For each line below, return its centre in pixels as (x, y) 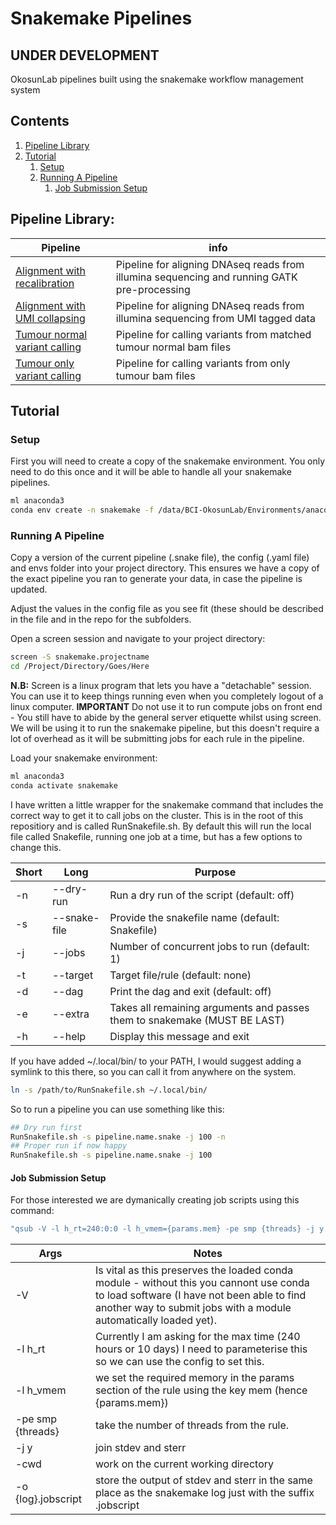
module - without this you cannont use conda (202, 1283)
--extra (70, 1014)
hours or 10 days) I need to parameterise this (201, 1349)
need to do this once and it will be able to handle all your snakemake (151, 472)
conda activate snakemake (64, 785)
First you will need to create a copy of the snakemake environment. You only (168, 461)
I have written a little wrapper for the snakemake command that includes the (167, 804)
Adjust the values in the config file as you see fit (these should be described (167, 609)
